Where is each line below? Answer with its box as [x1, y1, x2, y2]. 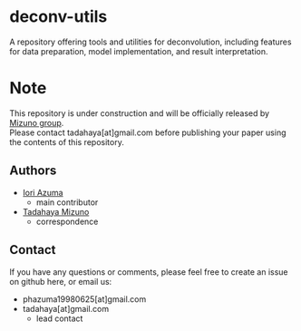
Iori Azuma [22, 187, 63, 198]
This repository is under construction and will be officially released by [9, 107, 270, 119]
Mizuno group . [9, 117, 64, 128]
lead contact [35, 313, 83, 324]
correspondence [35, 216, 99, 227]
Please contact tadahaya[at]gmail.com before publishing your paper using [9, 127, 286, 138]
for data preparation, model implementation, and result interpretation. [9, 45, 268, 56]
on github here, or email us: [9, 276, 112, 287]
